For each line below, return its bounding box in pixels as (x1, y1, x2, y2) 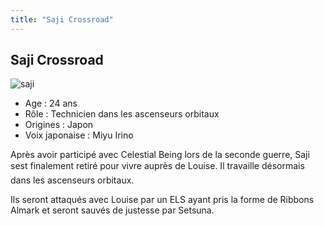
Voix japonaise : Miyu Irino (24, 129, 134, 141)
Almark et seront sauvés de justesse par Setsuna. (10, 204, 215, 216)
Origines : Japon (24, 119, 94, 131)
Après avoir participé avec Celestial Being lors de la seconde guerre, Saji (10, 149, 310, 161)
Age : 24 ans (24, 97, 78, 110)
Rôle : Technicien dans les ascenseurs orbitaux (24, 108, 220, 120)
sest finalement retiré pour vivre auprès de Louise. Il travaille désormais (10, 160, 305, 172)
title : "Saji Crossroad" (10, 14, 114, 25)
